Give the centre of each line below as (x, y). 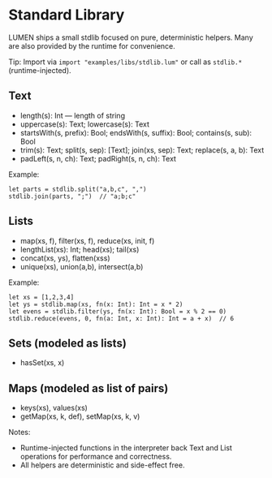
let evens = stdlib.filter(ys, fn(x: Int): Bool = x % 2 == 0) (118, 311)
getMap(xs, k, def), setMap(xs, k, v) (80, 416)
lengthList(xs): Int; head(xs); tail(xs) (80, 249)
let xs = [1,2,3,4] (41, 297)
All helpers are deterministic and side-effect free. (102, 465)
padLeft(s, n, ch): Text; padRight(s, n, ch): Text (98, 158)
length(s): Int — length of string (73, 115)
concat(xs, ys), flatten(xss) (65, 258)
